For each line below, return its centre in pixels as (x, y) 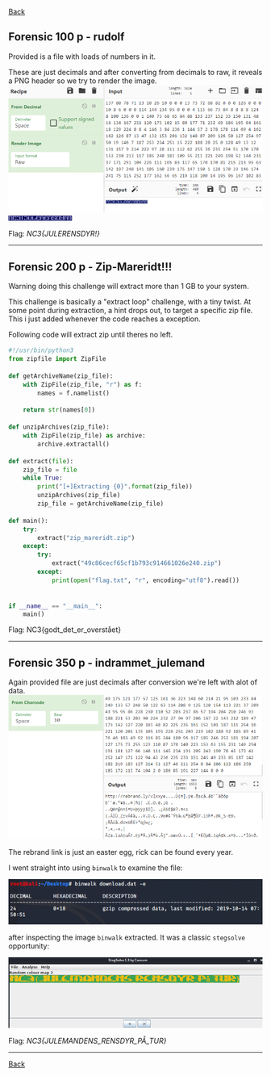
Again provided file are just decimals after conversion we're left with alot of (133, 682)
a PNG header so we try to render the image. (83, 81)
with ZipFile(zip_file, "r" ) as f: (83, 384)
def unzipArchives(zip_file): (59, 427)
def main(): (28, 521)
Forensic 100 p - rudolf (67, 37)
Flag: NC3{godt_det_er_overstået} (65, 630)
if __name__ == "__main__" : (56, 606)
